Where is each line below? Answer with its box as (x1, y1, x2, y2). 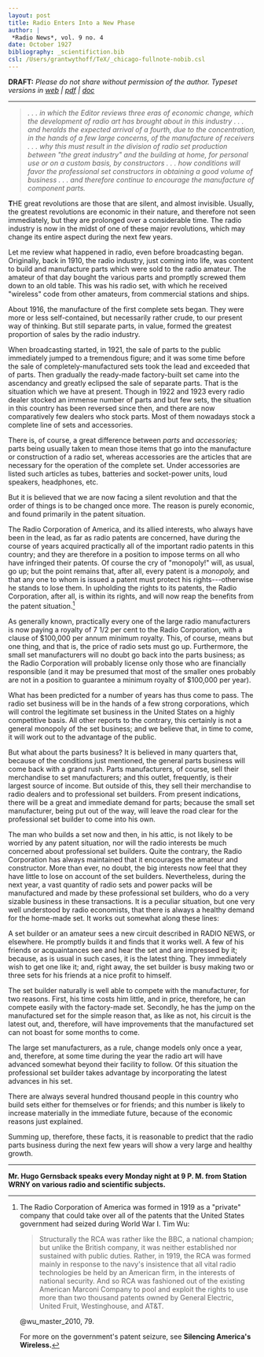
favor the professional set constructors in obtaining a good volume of (27, 166, 253, 176)
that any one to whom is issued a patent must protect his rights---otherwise (8, 574, 254, 584)
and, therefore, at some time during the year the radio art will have (8, 1051, 222, 1060)
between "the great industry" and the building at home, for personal (27, 150, 249, 159)
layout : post (8, 11, 51, 20)
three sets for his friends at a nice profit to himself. (8, 970, 172, 980)
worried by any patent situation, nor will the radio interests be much (8, 838, 227, 847)
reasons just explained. (8, 1116, 83, 1126)
